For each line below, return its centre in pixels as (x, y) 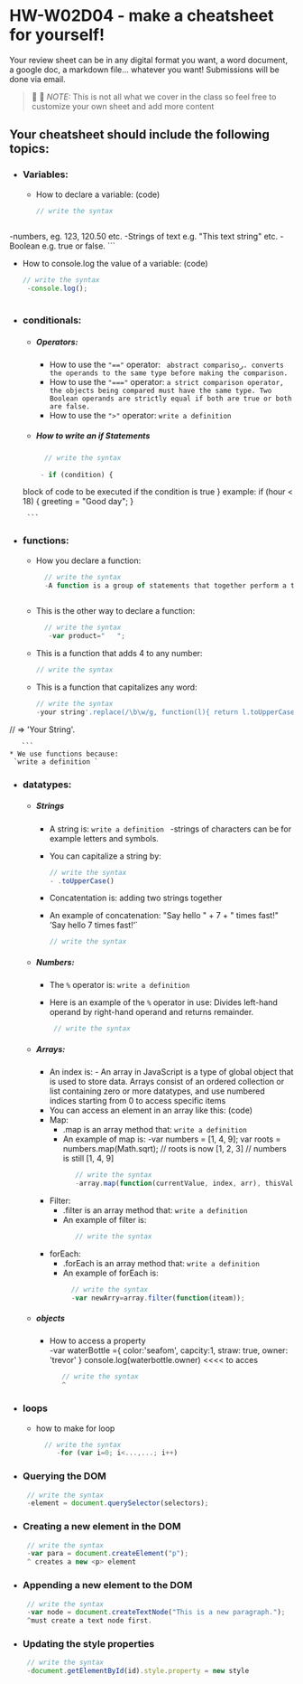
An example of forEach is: (111, 1273)
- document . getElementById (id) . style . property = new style (138, 1671)
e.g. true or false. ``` (78, 246)
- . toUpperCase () (82, 881)
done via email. (37, 79)
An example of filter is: (105, 1219)
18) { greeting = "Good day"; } (78, 502)
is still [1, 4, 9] (88, 1159)
